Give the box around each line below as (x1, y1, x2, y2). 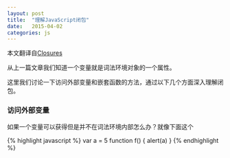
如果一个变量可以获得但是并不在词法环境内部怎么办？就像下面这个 (7, 122, 194, 131)
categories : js (7, 29, 51, 36)
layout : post (7, 10, 45, 17)
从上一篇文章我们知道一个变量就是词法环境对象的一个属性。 (7, 63, 176, 72)
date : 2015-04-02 (7, 23, 63, 30)
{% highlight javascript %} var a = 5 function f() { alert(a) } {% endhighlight (7, 136, 219, 144)
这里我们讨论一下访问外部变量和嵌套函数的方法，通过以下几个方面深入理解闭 (7, 78, 224, 87)
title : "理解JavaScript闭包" (7, 16, 89, 23)
